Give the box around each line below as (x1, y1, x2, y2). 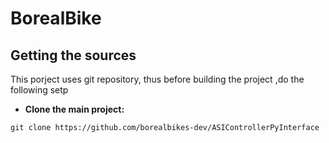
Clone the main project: (24, 103, 125, 115)
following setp (10, 84, 69, 96)
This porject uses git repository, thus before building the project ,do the (10, 73, 305, 85)
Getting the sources (10, 47, 137, 64)
